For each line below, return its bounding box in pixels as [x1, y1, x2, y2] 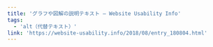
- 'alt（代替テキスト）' [13, 23, 78, 30]
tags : [7, 17, 23, 23]
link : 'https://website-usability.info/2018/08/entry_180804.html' [7, 29, 208, 37]
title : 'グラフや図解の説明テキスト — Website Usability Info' [7, 10, 182, 17]
